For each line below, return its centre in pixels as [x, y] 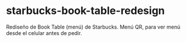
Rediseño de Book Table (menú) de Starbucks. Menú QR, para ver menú [93, 27]
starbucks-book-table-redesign [86, 11]
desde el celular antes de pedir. [44, 33]
